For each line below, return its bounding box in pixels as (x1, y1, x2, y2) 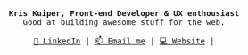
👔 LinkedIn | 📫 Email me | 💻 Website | (33, 36, 215, 46)
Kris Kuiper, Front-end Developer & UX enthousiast (8, 9, 240, 18)
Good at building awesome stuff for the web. (22, 18, 226, 27)
